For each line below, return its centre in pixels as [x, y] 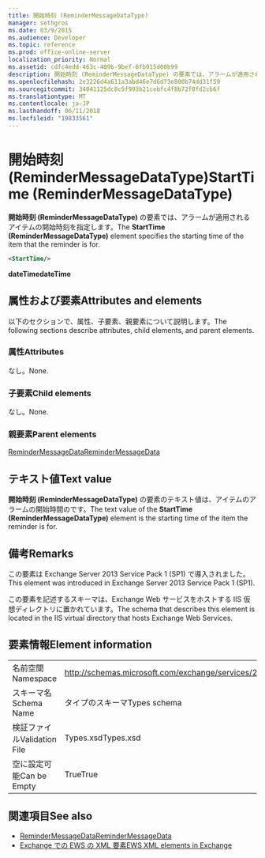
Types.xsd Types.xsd [103, 738]
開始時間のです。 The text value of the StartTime [114, 509]
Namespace [35, 678]
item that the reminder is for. [54, 244]
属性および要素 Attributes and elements [105, 301]
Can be [34, 776]
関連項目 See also [50, 816]
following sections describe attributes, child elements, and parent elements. [131, 330]
